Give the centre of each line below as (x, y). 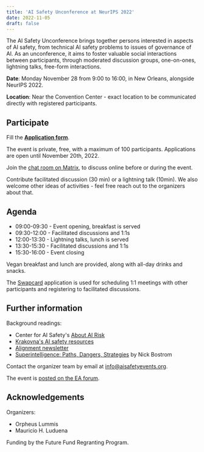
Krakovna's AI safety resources (55, 341)
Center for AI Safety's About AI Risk (60, 335)
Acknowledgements (45, 397)
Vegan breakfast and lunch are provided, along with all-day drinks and (94, 264)
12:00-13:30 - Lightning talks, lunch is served (72, 239)
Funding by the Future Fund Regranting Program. (68, 442)
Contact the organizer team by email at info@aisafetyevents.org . (87, 366)
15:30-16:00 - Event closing (50, 252)
